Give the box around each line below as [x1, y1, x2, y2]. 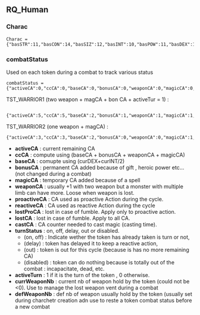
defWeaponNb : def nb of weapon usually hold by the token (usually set [14, 290, 192, 297]
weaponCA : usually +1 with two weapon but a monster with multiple [14, 183, 183, 190]
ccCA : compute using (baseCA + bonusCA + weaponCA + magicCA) [14, 151, 186, 158]
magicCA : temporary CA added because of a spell [14, 176, 141, 183]
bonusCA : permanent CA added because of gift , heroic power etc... [14, 164, 185, 171]
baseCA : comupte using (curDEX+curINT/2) [14, 157, 125, 164]
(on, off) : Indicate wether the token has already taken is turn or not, [23, 233, 190, 241]
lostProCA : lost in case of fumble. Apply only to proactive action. [14, 208, 176, 215]
